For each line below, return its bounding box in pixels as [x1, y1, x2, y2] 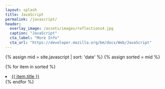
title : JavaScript [5, 12, 44, 17]
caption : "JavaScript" [10, 31, 57, 36]
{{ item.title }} [12, 73, 40, 79]
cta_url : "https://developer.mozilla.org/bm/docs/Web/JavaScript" [10, 40, 152, 45]
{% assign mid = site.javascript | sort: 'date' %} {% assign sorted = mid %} [5, 54, 160, 60]
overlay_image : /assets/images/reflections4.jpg [10, 26, 114, 31]
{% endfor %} [5, 78, 34, 84]
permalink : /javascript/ [5, 17, 57, 22]
